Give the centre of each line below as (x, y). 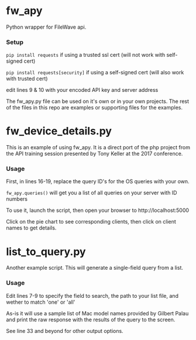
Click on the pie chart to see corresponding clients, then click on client (91, 222)
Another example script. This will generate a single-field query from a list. (94, 268)
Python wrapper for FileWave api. (46, 27)
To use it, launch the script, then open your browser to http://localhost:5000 (97, 210)
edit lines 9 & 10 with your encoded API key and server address (82, 90)
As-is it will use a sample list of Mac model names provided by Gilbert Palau (97, 313)
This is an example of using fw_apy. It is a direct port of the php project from (98, 147)
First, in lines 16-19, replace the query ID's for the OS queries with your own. (98, 181)
